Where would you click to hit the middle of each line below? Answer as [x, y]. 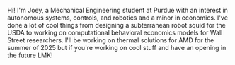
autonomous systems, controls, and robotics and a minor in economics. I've [118, 18]
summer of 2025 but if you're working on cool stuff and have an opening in [117, 48]
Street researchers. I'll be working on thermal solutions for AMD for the [111, 40]
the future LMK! [30, 55]
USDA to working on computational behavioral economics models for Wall [115, 32]
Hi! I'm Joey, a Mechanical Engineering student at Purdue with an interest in [118, 10]
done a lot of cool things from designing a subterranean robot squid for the [117, 25]
